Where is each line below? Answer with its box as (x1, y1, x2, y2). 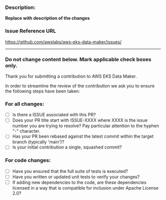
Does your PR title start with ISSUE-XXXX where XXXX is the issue (12, 117, 148, 123)
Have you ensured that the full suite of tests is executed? (12, 168, 128, 174)
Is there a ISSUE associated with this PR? (12, 112, 96, 118)
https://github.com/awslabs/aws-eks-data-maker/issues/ (5, 39, 122, 45)
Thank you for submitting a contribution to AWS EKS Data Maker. (5, 73, 137, 79)
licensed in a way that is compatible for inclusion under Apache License (12, 185, 159, 191)
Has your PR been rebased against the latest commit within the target (12, 133, 154, 140)
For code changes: (5, 157, 51, 164)
